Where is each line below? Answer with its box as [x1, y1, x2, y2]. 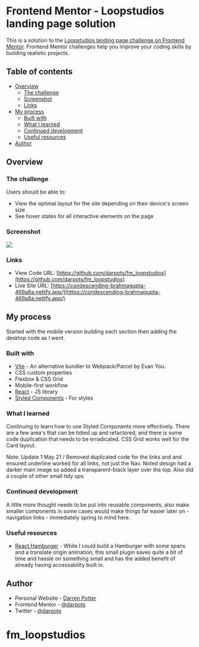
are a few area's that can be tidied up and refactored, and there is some [6, 429, 182, 437]
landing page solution [6, 17, 116, 30]
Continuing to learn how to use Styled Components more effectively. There [6, 423, 190, 430]
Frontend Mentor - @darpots [14, 600, 86, 608]
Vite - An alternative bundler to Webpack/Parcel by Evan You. [14, 363, 166, 370]
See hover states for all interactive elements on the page [14, 213, 154, 220]
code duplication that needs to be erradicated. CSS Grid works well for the [6, 436, 189, 443]
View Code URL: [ [14, 269, 58, 277]
